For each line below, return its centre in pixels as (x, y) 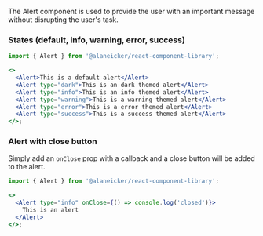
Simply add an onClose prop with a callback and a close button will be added (131, 158)
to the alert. (27, 167)
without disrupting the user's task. (64, 20)
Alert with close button (53, 142)
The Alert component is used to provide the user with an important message (131, 11)
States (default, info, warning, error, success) (97, 40)
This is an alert (51, 210)
